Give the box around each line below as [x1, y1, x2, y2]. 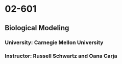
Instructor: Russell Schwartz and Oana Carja [5, 52, 118, 59]
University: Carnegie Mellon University [5, 39, 104, 46]
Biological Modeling [5, 24, 69, 32]
